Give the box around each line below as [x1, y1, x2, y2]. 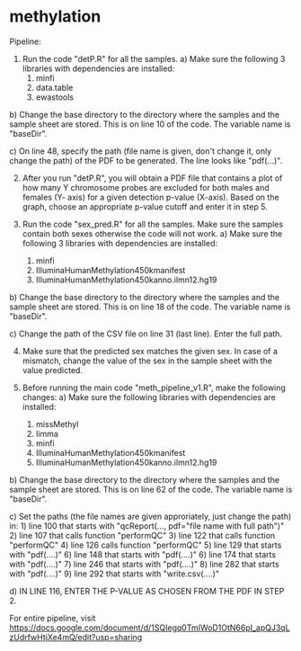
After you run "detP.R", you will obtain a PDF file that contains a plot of [22, 173, 283, 183]
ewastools [35, 92, 75, 103]
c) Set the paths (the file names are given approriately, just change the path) [9, 511, 292, 522]
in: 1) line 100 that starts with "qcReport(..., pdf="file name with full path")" [9, 520, 285, 531]
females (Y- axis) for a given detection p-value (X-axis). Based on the [22, 192, 280, 202]
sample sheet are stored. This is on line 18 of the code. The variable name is [9, 301, 291, 312]
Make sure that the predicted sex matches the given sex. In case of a [22, 345, 279, 356]
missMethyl [35, 418, 79, 429]
